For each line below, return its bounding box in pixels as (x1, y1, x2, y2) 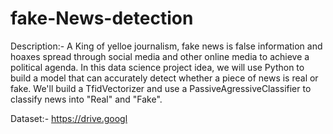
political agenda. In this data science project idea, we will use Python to (10, 61, 305, 73)
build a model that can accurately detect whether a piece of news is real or (10, 72, 319, 84)
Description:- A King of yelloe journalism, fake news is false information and (10, 40, 323, 52)
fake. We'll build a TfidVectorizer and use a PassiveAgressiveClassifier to (10, 82, 312, 94)
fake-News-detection (10, 7, 194, 30)
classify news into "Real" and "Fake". (10, 93, 163, 105)
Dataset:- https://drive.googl (10, 112, 128, 124)
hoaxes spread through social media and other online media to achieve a (10, 50, 310, 62)
